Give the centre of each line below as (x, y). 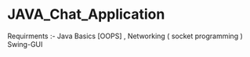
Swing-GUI (25, 44)
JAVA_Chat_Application (86, 14)
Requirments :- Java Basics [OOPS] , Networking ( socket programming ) (125, 36)
